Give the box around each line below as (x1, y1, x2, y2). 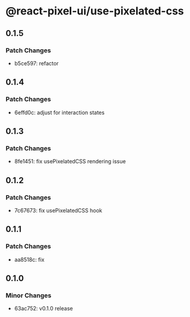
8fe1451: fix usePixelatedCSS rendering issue (14, 158, 126, 165)
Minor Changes (5, 291, 52, 300)
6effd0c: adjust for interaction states (14, 109, 105, 116)
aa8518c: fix (14, 256, 45, 263)
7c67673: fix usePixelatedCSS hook (14, 207, 102, 214)
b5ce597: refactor (14, 59, 59, 67)
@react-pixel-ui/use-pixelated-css (5, 4, 184, 18)
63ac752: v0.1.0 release (14, 305, 73, 312)
